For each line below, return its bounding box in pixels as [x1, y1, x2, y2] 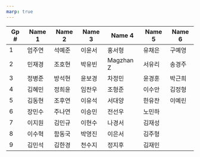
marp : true [6, 8, 33, 15]
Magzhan [107, 56, 134, 64]
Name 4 [111, 31, 134, 39]
